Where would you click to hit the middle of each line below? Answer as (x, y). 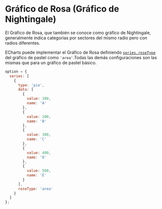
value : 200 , (39, 117)
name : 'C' (37, 139)
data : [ (26, 90)
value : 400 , (39, 153)
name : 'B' (37, 121)
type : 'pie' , (31, 85)
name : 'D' (37, 157)
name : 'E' (37, 176)
